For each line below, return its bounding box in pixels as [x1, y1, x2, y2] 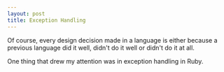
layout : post [7, 10, 45, 17]
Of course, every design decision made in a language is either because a [7, 36, 218, 44]
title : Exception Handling [7, 17, 86, 24]
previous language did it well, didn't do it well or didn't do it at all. [7, 43, 195, 52]
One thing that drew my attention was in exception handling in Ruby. [7, 57, 204, 65]
